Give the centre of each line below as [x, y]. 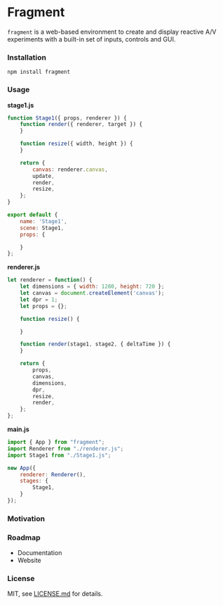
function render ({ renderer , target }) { [81, 125]
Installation [27, 57]
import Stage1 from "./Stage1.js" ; [59, 455]
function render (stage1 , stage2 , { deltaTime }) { [95, 344]
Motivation [26, 518]
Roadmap [24, 537]
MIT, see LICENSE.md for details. [55, 594]
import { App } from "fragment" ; [56, 442]
